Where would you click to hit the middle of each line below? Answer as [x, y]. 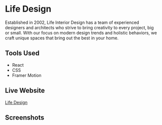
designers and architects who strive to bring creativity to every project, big [79, 27]
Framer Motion [27, 75]
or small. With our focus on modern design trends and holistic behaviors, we [81, 33]
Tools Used [22, 53]
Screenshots [25, 117]
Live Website [25, 91]
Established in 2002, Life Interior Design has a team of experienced [72, 22]
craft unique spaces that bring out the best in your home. [62, 38]
